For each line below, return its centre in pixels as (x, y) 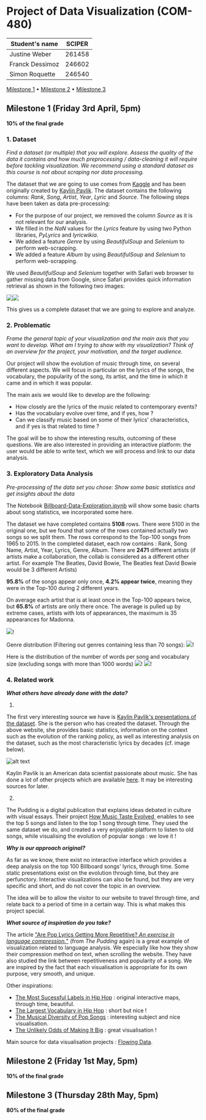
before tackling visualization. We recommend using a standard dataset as (100, 166)
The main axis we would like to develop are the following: (78, 395)
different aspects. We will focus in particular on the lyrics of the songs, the (100, 370)
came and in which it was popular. (49, 383)
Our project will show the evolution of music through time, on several (93, 364)
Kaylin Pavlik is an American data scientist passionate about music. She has (102, 773)
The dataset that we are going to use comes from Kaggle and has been (96, 184)
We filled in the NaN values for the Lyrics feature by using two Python (103, 229)
